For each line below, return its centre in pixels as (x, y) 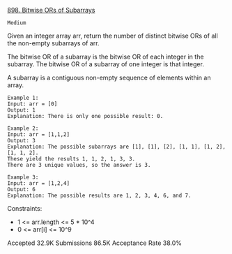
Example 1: (23, 98)
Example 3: (23, 177)
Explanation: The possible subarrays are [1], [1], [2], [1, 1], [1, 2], (117, 147)
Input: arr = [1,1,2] (39, 135)
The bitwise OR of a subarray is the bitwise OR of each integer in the (106, 57)
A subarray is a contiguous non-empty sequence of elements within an (109, 77)
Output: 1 (22, 110)
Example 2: (23, 128)
